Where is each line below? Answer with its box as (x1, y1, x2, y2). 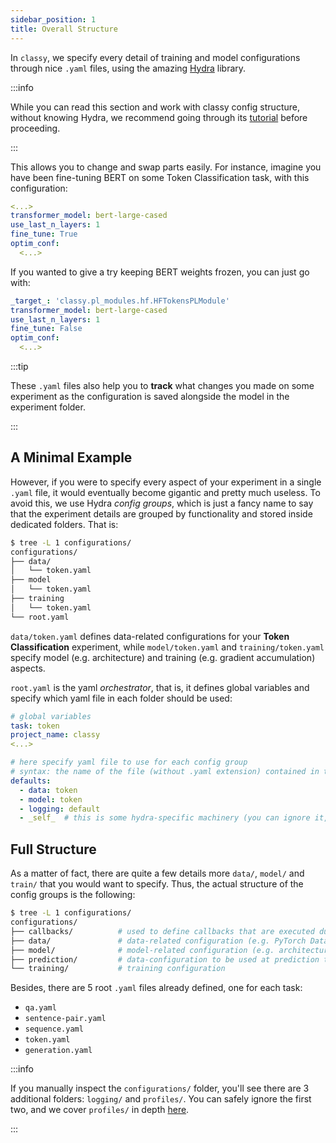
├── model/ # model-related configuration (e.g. (10, 945, 275, 955)
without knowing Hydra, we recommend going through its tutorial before (10, 111, 308, 123)
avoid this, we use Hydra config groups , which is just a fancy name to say (10, 497, 314, 509)
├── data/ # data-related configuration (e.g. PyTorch (10, 936, 307, 946)
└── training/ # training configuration (10, 964, 226, 974)
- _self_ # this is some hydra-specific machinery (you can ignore (19, 813, 311, 823)
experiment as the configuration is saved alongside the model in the (10, 391, 290, 402)
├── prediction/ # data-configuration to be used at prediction (10, 954, 320, 965)
